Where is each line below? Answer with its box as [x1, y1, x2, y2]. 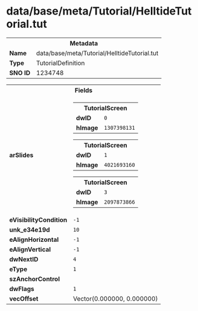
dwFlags [9, 284, 34, 293]
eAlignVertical [9, 245, 51, 253]
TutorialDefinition [36, 59, 85, 67]
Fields [74, 86, 93, 95]
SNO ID [9, 69, 31, 77]
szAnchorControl [9, 275, 60, 283]
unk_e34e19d [9, 226, 50, 234]
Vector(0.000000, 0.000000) [73, 294, 158, 303]
